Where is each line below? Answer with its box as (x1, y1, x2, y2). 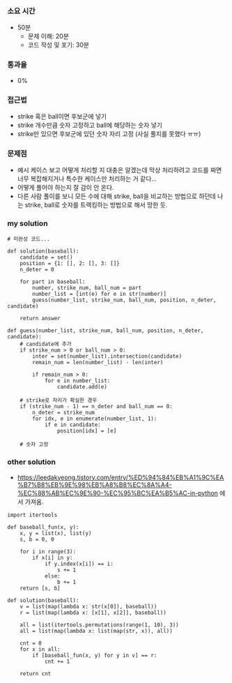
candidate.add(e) (56, 384, 108, 391)
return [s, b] (20, 585, 61, 592)
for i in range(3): (20, 548, 77, 555)
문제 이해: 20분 (27, 32, 70, 40)
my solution (7, 218, 48, 228)
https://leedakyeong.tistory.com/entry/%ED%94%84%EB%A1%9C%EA (17, 473, 224, 481)
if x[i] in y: (32, 554, 73, 561)
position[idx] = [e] (56, 428, 117, 435)
